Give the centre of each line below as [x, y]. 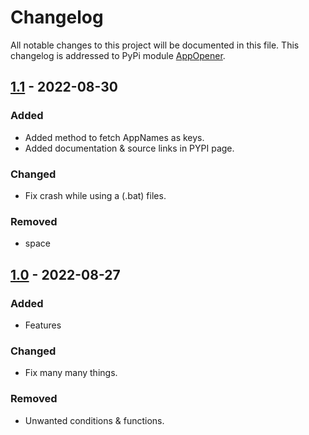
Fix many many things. [71, 373]
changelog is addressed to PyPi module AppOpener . [118, 55]
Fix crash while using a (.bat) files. [95, 195]
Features [43, 325]
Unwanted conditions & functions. [94, 420]
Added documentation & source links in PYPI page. [129, 148]
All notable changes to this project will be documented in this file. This [155, 45]
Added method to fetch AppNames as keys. [114, 137]
